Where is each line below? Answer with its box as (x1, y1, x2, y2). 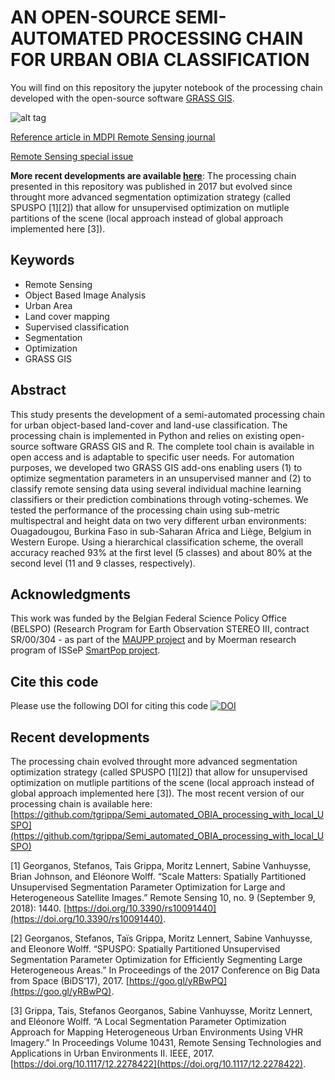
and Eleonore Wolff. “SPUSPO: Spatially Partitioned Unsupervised (10, 943, 281, 955)
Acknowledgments (10, 586, 132, 603)
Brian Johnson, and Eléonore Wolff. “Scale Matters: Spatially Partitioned (10, 871, 307, 882)
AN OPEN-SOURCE (10, 6, 172, 29)
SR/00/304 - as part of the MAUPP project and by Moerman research (10, 634, 297, 646)
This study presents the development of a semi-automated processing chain (10, 408, 325, 420)
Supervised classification (24, 321, 130, 333)
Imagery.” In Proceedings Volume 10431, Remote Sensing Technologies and (10, 1037, 322, 1048)
